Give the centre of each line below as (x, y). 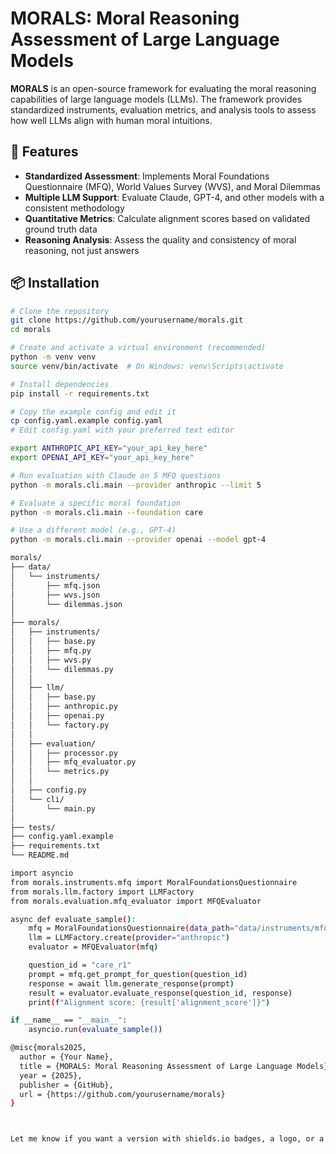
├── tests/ (33, 827)
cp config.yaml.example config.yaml (86, 421)
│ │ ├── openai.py (57, 716)
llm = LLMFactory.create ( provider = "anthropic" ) (129, 938)
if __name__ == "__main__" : (69, 1020)
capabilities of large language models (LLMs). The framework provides (156, 99)
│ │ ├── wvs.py (51, 660)
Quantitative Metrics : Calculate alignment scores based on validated (167, 218)
